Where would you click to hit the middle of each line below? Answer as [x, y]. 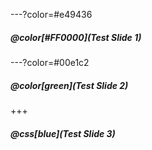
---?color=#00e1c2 [50, 62]
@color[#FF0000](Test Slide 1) [76, 37]
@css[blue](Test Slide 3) [63, 133]
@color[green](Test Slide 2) [69, 85]
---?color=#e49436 [51, 14]
